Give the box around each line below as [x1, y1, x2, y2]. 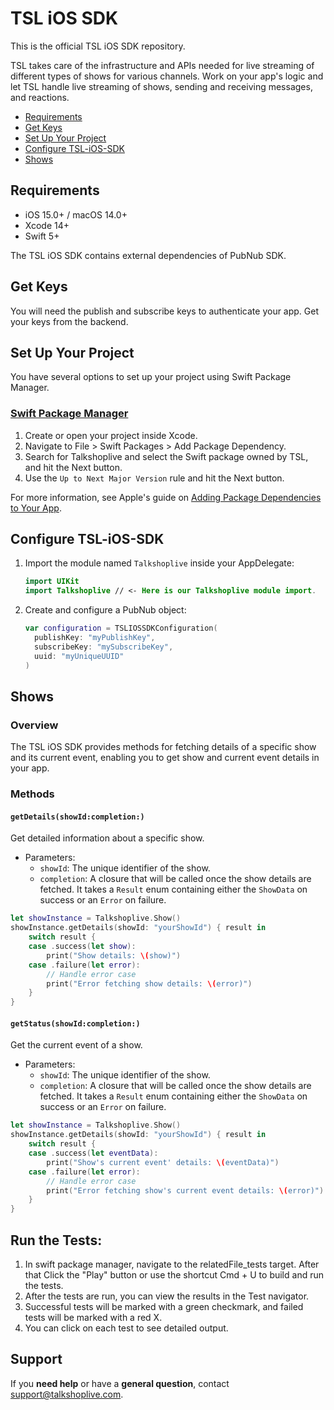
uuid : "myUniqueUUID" [34, 651, 125, 661]
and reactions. [10, 91, 70, 103]
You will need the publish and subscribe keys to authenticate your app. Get [10, 305, 320, 317]
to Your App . [10, 502, 62, 514]
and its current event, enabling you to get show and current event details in [10, 752, 320, 764]
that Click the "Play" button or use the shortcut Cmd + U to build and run [24, 1268, 324, 1281]
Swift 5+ [24, 230, 60, 242]
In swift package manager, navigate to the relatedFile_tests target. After [24, 1258, 320, 1270]
